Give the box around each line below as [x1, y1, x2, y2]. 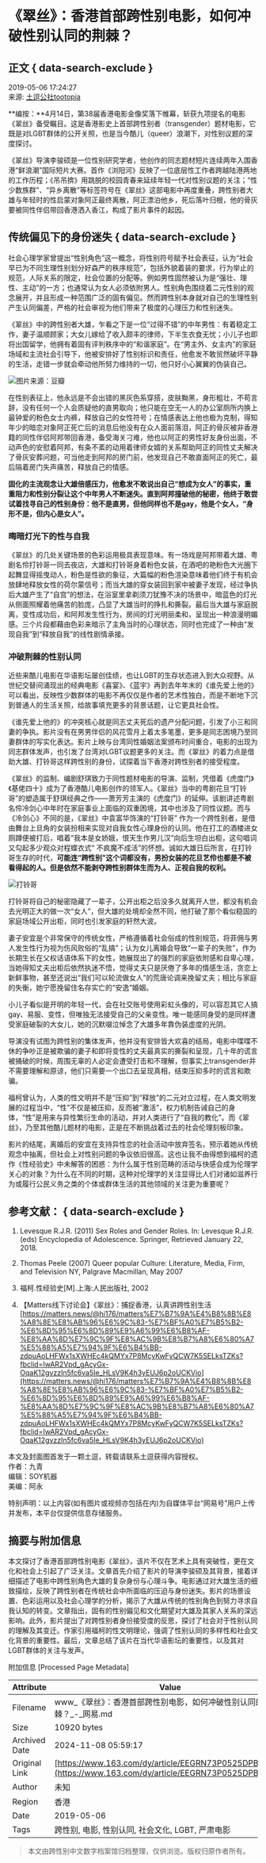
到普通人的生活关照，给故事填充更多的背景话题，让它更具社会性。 [8, 700, 223, 710]
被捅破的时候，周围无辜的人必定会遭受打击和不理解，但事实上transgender [8, 1056, 249, 1066]
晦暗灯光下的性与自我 [8, 531, 89, 542]
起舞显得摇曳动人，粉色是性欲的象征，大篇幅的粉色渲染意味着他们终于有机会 [8, 570, 258, 580]
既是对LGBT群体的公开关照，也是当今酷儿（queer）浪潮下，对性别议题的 [8, 128, 246, 138]
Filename [12, 1702, 47, 1713]
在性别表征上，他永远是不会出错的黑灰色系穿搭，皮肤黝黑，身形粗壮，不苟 [8, 393, 251, 402]
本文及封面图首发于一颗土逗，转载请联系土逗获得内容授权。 [8, 1452, 203, 1462]
